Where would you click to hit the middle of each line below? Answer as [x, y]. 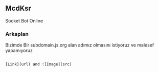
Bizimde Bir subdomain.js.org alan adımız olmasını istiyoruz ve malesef [80, 45]
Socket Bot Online [24, 20]
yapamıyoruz [19, 51]
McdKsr [18, 8]
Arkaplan [17, 34]
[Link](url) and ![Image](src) [39, 64]
